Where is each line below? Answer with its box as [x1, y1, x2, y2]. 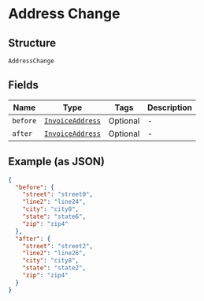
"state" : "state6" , [22, 213, 87, 220]
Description [147, 102, 193, 113]
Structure [8, 36, 57, 50]
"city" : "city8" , [22, 257, 80, 265]
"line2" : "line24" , [22, 198, 87, 206]
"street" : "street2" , [22, 242, 93, 250]
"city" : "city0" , [22, 205, 80, 213]
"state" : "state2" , [22, 264, 87, 273]
